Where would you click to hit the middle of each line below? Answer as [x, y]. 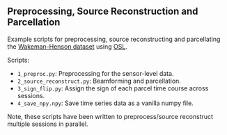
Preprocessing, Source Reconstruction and [103, 11]
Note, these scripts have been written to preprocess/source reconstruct [110, 116]
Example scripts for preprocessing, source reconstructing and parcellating [114, 39]
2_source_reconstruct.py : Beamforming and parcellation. [99, 81]
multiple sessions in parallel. [48, 124]
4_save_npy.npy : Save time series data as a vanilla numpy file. [105, 103]
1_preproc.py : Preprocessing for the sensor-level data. [95, 73]
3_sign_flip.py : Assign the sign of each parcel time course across [113, 88]
